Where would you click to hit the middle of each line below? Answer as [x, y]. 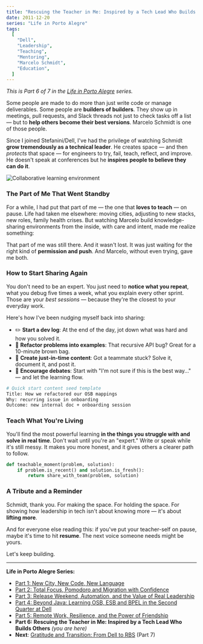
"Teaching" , [32, 52]
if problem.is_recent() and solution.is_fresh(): [81, 470]
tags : [13, 29]
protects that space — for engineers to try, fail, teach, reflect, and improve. [99, 154]
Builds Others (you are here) [51, 628]
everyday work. [26, 306]
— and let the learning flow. [49, 377]
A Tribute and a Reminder [44, 491]
